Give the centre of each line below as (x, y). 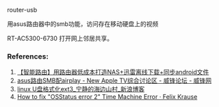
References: (28, 56)
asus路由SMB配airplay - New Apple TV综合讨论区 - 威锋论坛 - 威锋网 (114, 80)
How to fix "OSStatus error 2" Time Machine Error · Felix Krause (107, 97)
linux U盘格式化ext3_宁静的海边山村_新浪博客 (81, 89)
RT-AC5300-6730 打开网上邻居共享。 (60, 38)
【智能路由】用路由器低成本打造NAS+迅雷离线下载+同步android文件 (113, 72)
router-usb (22, 10)
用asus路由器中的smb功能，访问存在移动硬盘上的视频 (83, 24)
